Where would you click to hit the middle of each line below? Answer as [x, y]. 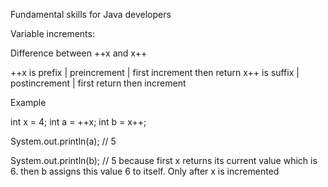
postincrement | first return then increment [98, 83]
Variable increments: [52, 33]
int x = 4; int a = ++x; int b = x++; [78, 122]
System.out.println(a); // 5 [63, 141]
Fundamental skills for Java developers [91, 14]
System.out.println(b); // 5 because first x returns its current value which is [164, 160]
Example [28, 102]
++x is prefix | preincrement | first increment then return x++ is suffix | [155, 72]
